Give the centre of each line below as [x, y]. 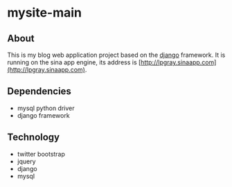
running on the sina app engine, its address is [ [74, 62]
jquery [26, 161]
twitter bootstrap [41, 154]
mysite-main [44, 13]
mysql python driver [46, 108]
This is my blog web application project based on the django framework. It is [116, 55]
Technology [34, 137]
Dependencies [39, 91]
